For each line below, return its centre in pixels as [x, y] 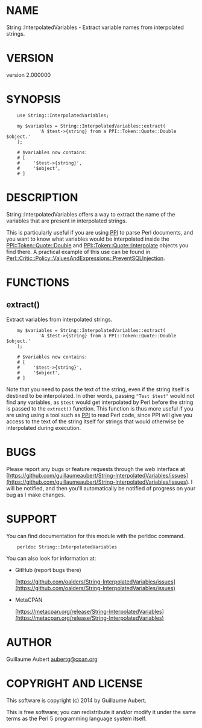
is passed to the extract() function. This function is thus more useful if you [100, 408]
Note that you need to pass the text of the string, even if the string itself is [98, 389]
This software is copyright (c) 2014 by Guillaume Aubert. [76, 700]
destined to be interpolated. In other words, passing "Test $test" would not [100, 395]
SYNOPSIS [34, 99]
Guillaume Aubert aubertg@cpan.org [52, 659]
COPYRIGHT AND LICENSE [74, 683]
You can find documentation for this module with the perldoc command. [96, 536]
